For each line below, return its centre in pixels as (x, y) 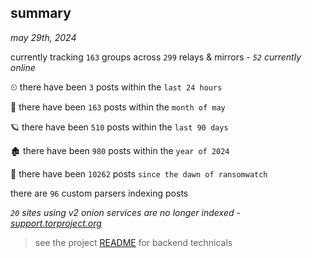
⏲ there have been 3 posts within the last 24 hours (116, 87)
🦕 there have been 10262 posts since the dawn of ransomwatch (139, 173)
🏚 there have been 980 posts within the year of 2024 (120, 150)
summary (41, 13)
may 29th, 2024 (43, 37)
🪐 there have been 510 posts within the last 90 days (119, 127)
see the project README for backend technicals (133, 242)
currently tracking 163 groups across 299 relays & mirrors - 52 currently (156, 57)
